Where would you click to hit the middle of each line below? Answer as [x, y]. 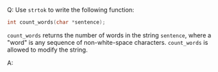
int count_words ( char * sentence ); [57, 22]
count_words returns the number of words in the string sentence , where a [109, 35]
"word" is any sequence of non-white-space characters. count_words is [108, 42]
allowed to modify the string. [47, 50]
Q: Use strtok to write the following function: [71, 10]
